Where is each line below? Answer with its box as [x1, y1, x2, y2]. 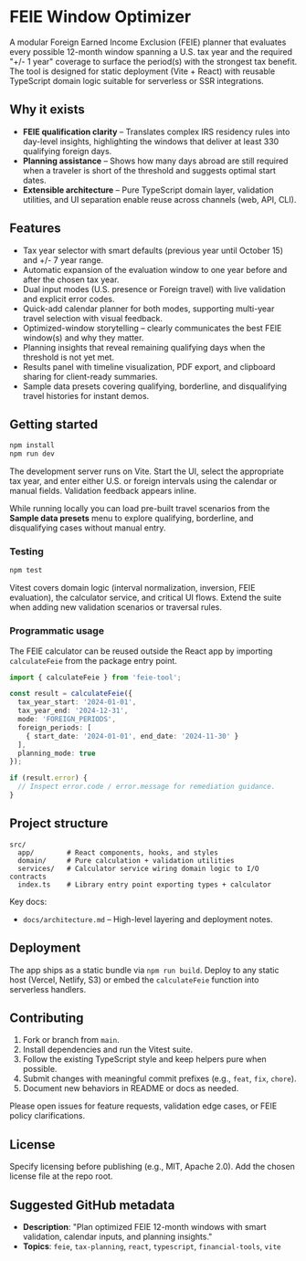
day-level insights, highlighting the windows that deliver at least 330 [22, 135, 280, 147]
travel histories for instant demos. [22, 390, 150, 401]
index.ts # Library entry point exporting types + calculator [17, 879, 272, 889]
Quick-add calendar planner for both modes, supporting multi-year [22, 303, 275, 314]
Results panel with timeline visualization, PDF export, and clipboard [22, 361, 276, 372]
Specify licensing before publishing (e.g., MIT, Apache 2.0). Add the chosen [9, 1161, 295, 1172]
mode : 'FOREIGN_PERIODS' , [17, 715, 117, 724]
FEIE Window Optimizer [9, 6, 192, 27]
